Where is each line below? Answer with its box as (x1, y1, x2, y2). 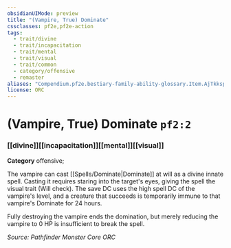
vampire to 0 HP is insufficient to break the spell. (7, 219, 145, 227)
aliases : (7, 80, 32, 87)
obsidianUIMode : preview (7, 10, 78, 17)
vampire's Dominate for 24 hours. (7, 199, 102, 207)
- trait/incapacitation (13, 42, 81, 49)
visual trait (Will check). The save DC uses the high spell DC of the (7, 184, 195, 192)
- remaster (13, 74, 45, 81)
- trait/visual (13, 55, 57, 62)
